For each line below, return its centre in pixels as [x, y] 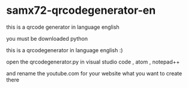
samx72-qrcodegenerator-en [81, 10]
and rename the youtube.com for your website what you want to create [94, 73]
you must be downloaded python [47, 38]
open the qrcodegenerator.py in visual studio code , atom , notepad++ [93, 62]
